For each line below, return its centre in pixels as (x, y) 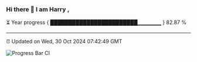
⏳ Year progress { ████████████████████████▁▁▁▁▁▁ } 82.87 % (96, 22)
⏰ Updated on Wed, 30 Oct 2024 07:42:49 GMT (64, 42)
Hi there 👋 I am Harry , (38, 9)
